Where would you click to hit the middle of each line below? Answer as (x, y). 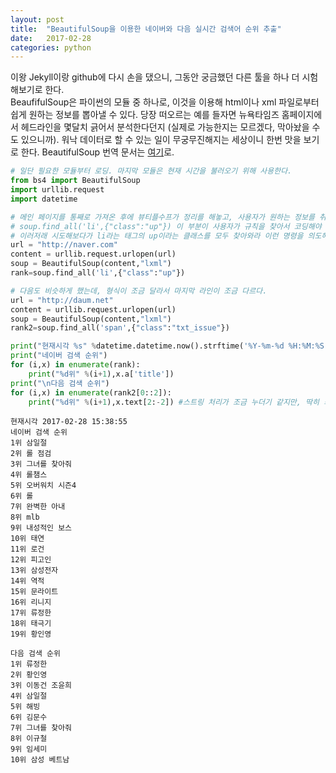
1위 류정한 (29, 664)
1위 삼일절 (29, 443)
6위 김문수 (29, 717)
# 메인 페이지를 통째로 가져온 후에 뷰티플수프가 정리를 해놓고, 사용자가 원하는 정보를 (162, 217)
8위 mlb (25, 517)
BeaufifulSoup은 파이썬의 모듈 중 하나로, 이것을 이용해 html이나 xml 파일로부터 (165, 102)
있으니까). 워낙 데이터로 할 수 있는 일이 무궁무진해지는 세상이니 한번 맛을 (161, 140)
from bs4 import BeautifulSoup (75, 181)
